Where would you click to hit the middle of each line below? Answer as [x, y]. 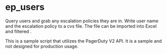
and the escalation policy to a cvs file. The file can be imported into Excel [81, 26]
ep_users [25, 7]
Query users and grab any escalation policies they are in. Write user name [82, 21]
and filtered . [18, 31]
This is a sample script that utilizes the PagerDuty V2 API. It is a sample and [83, 41]
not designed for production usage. [42, 46]
